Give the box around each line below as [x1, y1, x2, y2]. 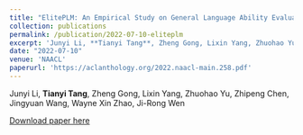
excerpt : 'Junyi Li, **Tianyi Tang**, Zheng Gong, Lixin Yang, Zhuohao [9, 38, 284, 48]
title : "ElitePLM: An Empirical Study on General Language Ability [9, 13, 269, 22]
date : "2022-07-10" [9, 47, 83, 56]
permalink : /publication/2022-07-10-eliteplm [9, 30, 183, 39]
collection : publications [9, 22, 106, 31]
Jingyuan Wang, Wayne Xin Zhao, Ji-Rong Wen [9, 97, 186, 108]
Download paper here [9, 114, 90, 126]
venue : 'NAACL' [9, 55, 67, 64]
